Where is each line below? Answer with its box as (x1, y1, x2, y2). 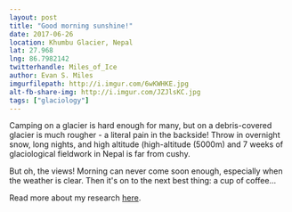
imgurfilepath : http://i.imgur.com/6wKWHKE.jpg (9, 79, 190, 88)
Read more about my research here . (9, 192, 142, 203)
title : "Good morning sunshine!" (9, 21, 134, 30)
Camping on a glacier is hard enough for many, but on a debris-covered (9, 120, 272, 131)
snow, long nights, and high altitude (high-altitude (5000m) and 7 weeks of (9, 139, 284, 150)
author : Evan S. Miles (9, 71, 93, 80)
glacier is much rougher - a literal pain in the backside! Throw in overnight (9, 130, 280, 141)
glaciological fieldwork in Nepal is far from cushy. (9, 149, 191, 159)
